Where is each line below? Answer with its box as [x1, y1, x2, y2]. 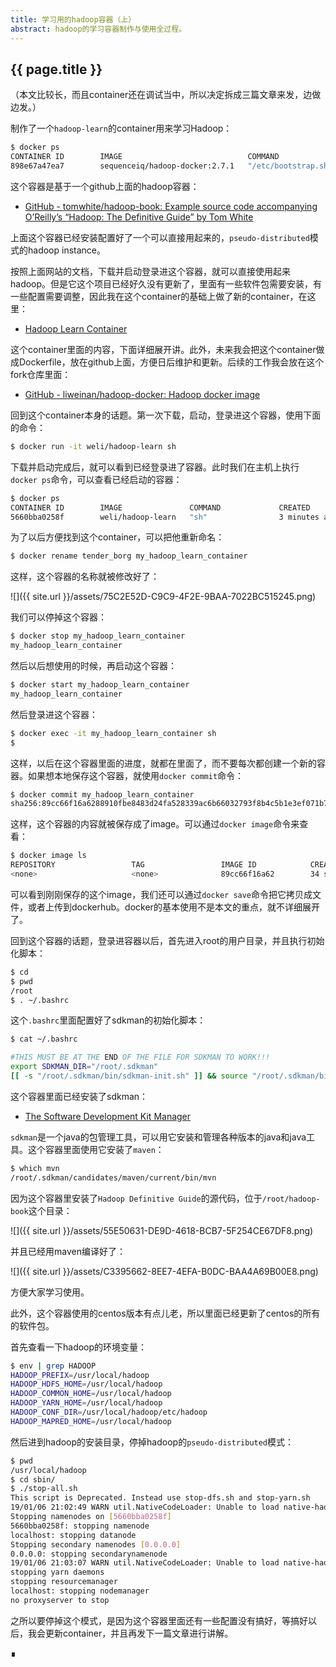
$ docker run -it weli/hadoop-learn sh [10, 441, 177, 451]
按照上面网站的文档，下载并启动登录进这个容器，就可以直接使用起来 [10, 265, 291, 277]
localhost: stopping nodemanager [10, 1586, 150, 1596]
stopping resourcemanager [10, 1577, 118, 1587]
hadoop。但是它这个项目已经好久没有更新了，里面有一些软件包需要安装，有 [10, 277, 323, 290]
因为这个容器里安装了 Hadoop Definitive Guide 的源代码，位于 [10, 1192, 263, 1204]
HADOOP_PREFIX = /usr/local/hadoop [10, 1370, 150, 1380]
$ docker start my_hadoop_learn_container [10, 680, 190, 690]
